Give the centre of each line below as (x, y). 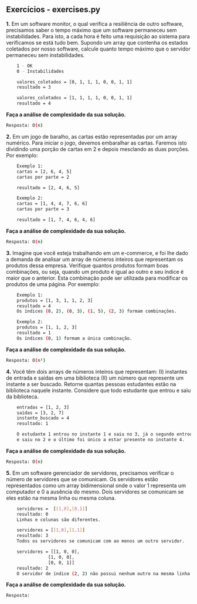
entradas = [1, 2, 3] (43, 407)
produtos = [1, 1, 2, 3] (47, 328)
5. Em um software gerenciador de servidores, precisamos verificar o (90, 473)
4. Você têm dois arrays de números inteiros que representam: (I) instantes (97, 371)
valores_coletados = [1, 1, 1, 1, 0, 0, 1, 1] (74, 98)
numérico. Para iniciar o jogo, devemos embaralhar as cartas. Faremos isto (96, 143)
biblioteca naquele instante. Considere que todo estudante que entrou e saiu (98, 390)
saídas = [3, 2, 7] (40, 413)
